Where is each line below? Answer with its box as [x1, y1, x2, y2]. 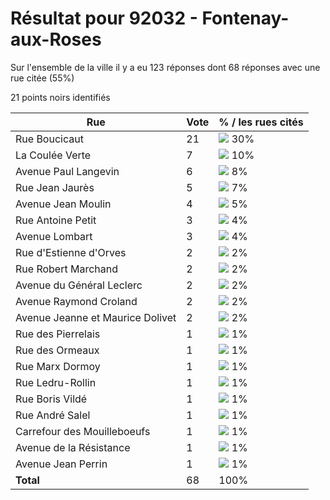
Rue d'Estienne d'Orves [15, 245, 127, 259]
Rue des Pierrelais [15, 327, 101, 341]
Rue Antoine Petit [15, 213, 97, 227]
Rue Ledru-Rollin [15, 375, 97, 389]
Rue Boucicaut [15, 132, 84, 146]
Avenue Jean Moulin [15, 197, 112, 211]
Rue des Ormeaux [15, 343, 100, 357]
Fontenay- [201, 7, 290, 30]
